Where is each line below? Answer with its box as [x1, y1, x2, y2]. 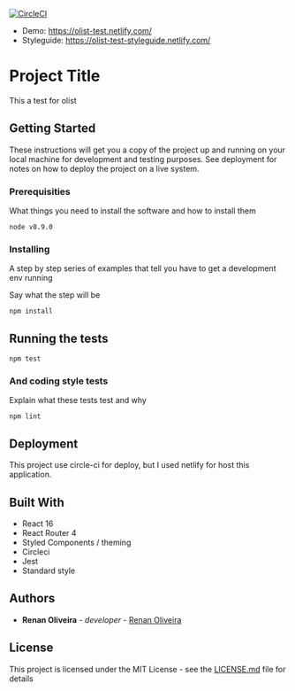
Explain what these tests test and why [9, 395, 147, 406]
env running [9, 273, 53, 283]
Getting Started [9, 120, 96, 136]
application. [9, 470, 52, 480]
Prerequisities [9, 185, 71, 198]
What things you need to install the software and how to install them [9, 206, 256, 216]
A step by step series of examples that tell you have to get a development [9, 263, 276, 274]
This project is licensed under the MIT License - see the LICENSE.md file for [9, 664, 286, 674]
